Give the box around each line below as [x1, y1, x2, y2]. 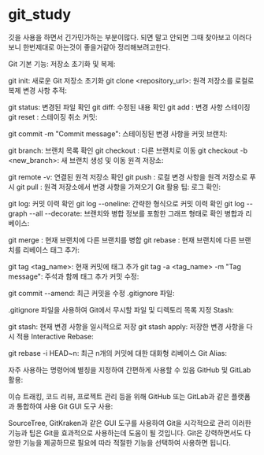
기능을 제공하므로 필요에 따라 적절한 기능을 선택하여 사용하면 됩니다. [22, 438, 231, 447]
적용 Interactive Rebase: [16, 331, 95, 341]
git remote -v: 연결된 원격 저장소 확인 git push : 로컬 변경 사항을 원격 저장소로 [8, 172, 248, 182]
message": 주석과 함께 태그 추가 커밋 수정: [8, 272, 139, 281]
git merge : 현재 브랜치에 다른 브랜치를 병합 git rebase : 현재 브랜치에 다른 [8, 235, 237, 245]
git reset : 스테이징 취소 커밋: [8, 112, 98, 121]
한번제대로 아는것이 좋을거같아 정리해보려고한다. [22, 42, 171, 52]
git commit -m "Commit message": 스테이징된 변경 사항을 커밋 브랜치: [8, 128, 228, 139]
